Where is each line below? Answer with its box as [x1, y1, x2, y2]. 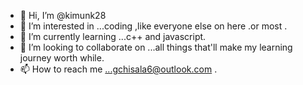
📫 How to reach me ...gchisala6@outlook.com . [19, 63, 218, 75]
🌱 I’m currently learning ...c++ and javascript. [19, 31, 207, 42]
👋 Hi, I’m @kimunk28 [19, 10, 107, 21]
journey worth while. [19, 52, 105, 64]
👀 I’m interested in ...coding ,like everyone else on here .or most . [19, 20, 288, 32]
